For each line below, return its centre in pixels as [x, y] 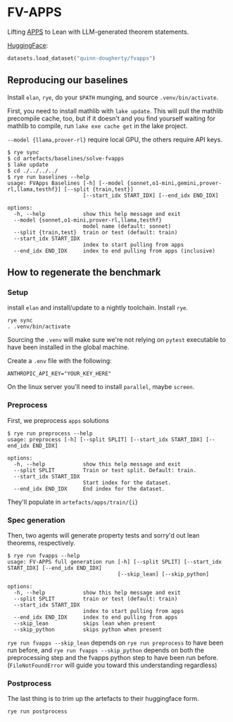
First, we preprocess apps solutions [58, 420]
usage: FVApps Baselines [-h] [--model [66, 183]
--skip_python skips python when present [88, 629]
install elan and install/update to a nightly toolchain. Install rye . [98, 308]
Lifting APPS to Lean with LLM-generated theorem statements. [98, 32]
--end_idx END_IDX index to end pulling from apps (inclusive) [115, 251]
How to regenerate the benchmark [84, 273]
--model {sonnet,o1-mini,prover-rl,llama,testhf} [88, 220]
